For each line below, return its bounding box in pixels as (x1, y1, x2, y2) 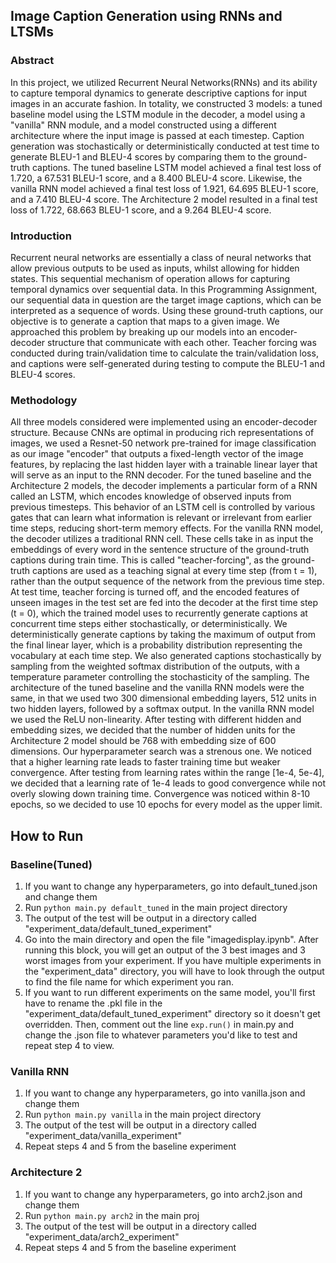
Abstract (10, 54, 55, 68)
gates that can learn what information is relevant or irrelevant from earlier (10, 512, 312, 524)
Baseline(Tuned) (10, 857, 93, 871)
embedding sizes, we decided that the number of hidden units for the (10, 724, 296, 736)
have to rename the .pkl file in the (24, 997, 163, 1009)
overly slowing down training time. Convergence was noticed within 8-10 (10, 788, 310, 800)
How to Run (10, 827, 84, 844)
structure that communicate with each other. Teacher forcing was (47, 336, 317, 348)
